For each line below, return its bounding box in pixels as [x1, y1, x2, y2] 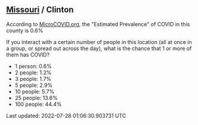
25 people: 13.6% [14, 94, 58, 101]
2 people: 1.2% [14, 68, 52, 76]
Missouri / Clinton [6, 5, 74, 15]
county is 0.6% [6, 27, 44, 34]
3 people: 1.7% [14, 75, 52, 82]
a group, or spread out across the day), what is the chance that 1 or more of [6, 45, 192, 52]
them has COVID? [6, 51, 49, 58]
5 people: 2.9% [14, 82, 53, 89]
